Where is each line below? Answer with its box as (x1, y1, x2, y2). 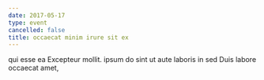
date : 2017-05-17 (8, 11, 66, 20)
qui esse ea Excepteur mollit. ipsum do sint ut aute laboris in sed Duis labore (8, 55, 257, 64)
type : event (8, 19, 47, 27)
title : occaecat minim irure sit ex (8, 33, 129, 42)
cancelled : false (8, 26, 66, 34)
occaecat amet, (8, 64, 59, 73)
